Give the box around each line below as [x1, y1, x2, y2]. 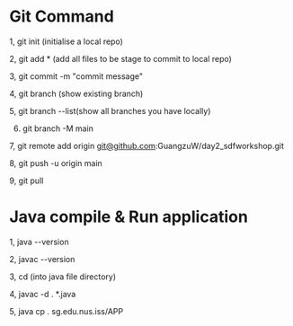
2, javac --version [9, 253, 75, 264]
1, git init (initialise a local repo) [9, 36, 124, 47]
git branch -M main [22, 123, 94, 134]
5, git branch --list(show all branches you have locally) [9, 105, 211, 116]
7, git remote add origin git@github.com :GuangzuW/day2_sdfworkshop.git [9, 140, 285, 151]
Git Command [9, 6, 114, 27]
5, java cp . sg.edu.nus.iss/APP [9, 305, 124, 316]
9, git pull [9, 175, 44, 186]
